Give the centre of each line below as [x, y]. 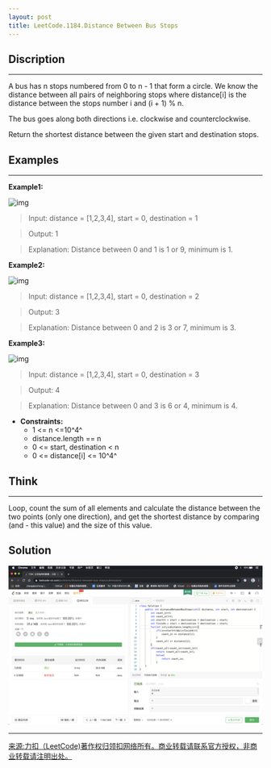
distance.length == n [67, 439]
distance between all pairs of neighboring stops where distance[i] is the [128, 95]
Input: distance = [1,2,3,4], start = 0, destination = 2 [114, 296]
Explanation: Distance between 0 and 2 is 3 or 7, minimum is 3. [132, 328]
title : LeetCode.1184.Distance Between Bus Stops [94, 25]
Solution [30, 551]
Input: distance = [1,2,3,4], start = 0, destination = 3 [114, 374]
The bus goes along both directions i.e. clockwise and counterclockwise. [129, 119]
